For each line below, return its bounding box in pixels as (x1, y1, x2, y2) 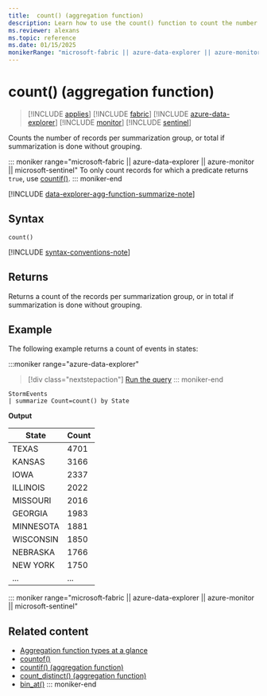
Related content (8, 624, 89, 638)
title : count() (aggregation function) (8, 11, 145, 20)
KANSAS (12, 457, 45, 468)
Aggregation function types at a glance (19, 646, 149, 655)
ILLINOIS (12, 482, 45, 493)
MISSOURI (12, 495, 52, 506)
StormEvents (8, 391, 48, 399)
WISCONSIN (12, 534, 59, 545)
